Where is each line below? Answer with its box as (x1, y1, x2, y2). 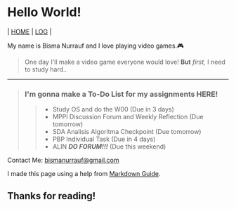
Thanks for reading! (7, 190, 96, 202)
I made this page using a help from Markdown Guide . (7, 170, 161, 178)
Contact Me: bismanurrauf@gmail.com (7, 156, 119, 165)
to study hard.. (24, 65, 67, 74)
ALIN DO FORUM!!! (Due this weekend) (52, 142, 166, 151)
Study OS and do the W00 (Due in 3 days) (52, 105, 174, 114)
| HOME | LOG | (7, 27, 52, 36)
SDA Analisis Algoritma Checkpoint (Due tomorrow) (52, 128, 202, 136)
